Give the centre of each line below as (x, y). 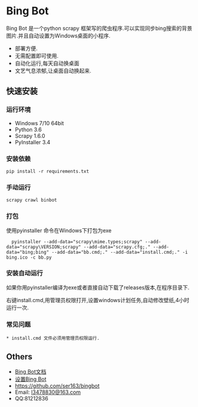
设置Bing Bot (30, 379)
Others (19, 357)
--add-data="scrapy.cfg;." (117, 247)
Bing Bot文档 (30, 371)
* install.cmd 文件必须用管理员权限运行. (53, 338)
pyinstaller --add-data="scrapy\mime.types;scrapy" (77, 242)
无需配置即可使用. (36, 55)
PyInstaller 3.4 (33, 142)
